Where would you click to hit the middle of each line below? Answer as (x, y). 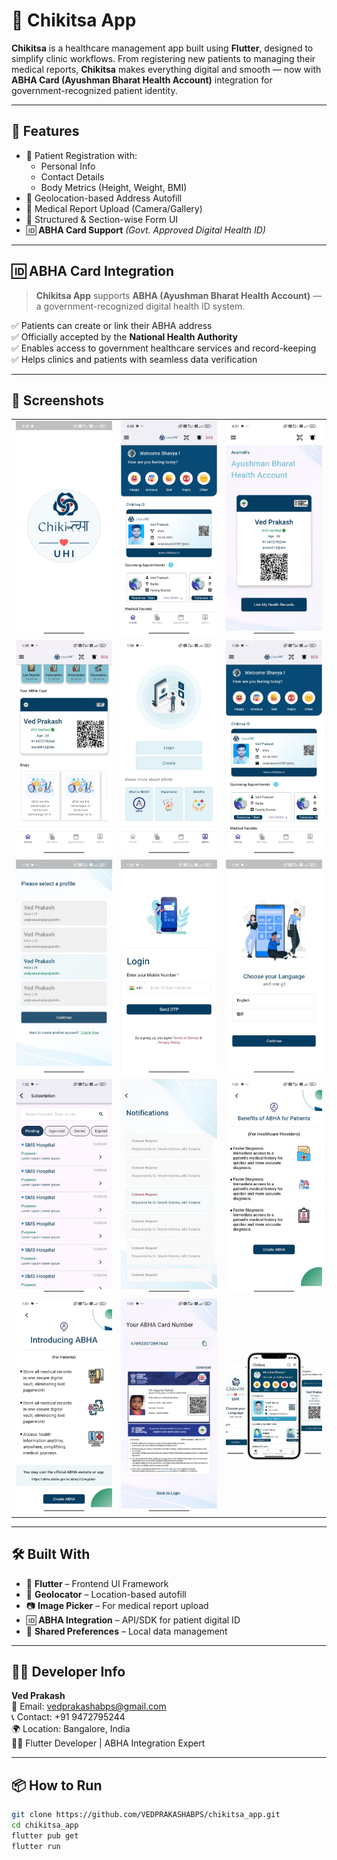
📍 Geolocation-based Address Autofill (104, 198)
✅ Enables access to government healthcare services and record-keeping (164, 348)
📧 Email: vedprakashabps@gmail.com (89, 1706)
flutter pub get (45, 1835)
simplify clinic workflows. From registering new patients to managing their (163, 58)
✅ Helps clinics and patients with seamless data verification (134, 359)
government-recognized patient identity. (94, 90)
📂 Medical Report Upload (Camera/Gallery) (114, 208)
